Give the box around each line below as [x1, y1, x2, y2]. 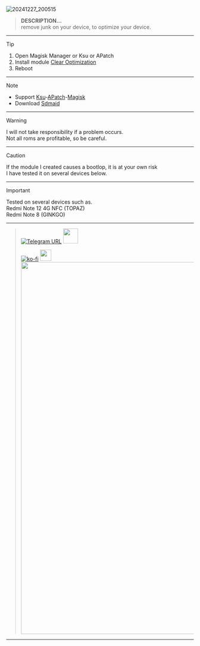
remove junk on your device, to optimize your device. [20, 24, 151, 30]
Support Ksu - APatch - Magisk [14, 93, 86, 101]
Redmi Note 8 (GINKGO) [6, 211, 65, 218]
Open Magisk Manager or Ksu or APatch [14, 52, 114, 59]
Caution [6, 152, 26, 159]
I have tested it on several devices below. [6, 170, 107, 177]
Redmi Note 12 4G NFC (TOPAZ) [6, 205, 85, 211]
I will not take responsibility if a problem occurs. [6, 129, 124, 135]
